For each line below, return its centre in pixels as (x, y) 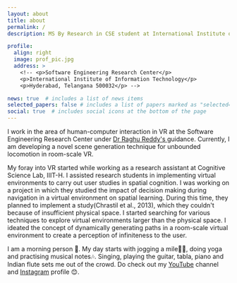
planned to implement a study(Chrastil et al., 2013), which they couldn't (111, 205)
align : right (33, 53)
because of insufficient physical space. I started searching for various (109, 213)
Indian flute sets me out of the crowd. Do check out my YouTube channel (113, 264)
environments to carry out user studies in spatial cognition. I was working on (119, 183)
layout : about (28, 14)
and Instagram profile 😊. (43, 272)
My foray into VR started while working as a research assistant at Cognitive (116, 168)
